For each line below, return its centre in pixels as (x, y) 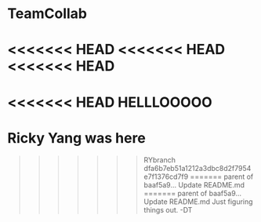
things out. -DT (168, 209)
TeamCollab (47, 14)
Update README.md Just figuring (198, 202)
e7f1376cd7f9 (166, 177)
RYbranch (160, 160)
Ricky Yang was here (76, 138)
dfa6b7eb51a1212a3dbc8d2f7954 (198, 168)
